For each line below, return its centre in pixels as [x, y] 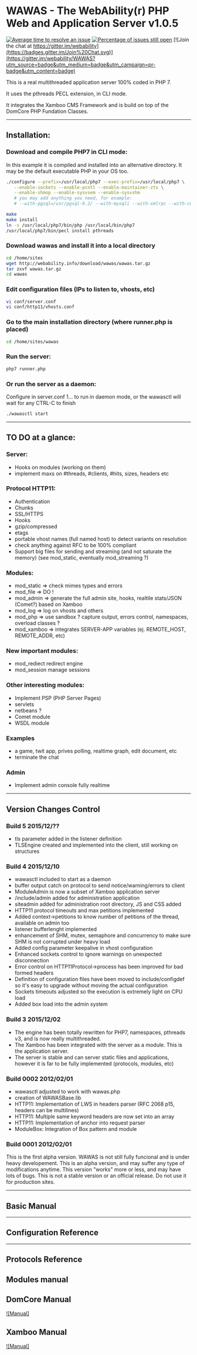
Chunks [24, 507]
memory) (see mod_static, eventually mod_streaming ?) [81, 557]
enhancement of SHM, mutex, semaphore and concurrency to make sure [103, 935]
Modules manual [37, 1279]
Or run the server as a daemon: [51, 384]
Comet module [33, 717]
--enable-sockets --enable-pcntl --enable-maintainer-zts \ [89, 187]
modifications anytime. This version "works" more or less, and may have [94, 1170]
